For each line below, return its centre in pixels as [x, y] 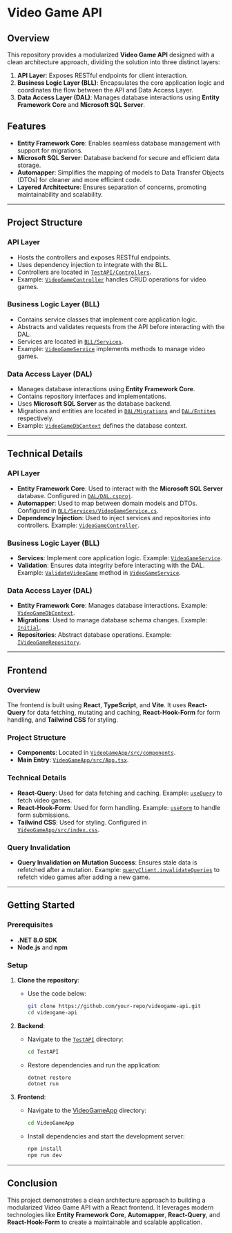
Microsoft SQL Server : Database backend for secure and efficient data [118, 157]
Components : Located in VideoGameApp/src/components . [96, 753]
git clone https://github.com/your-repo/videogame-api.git [114, 1006]
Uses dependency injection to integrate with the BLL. [93, 264]
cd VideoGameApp [51, 1123]
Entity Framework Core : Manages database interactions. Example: [112, 606]
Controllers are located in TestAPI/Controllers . [84, 272]
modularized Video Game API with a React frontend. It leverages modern [110, 1207]
